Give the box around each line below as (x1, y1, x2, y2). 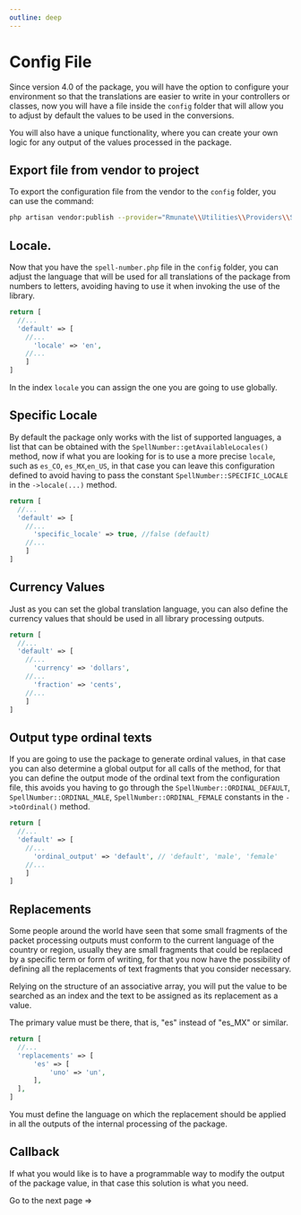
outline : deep (9, 13, 63, 22)
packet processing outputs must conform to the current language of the (9, 935, 275, 945)
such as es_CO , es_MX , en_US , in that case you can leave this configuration (9, 460, 275, 471)
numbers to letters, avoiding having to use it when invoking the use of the (9, 281, 280, 292)
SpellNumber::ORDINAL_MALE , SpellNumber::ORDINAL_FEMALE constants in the (9, 791, 284, 802)
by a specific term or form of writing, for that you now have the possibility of (9, 954, 291, 965)
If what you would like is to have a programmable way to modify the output (9, 1168, 285, 1178)
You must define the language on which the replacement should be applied (9, 1109, 287, 1120)
